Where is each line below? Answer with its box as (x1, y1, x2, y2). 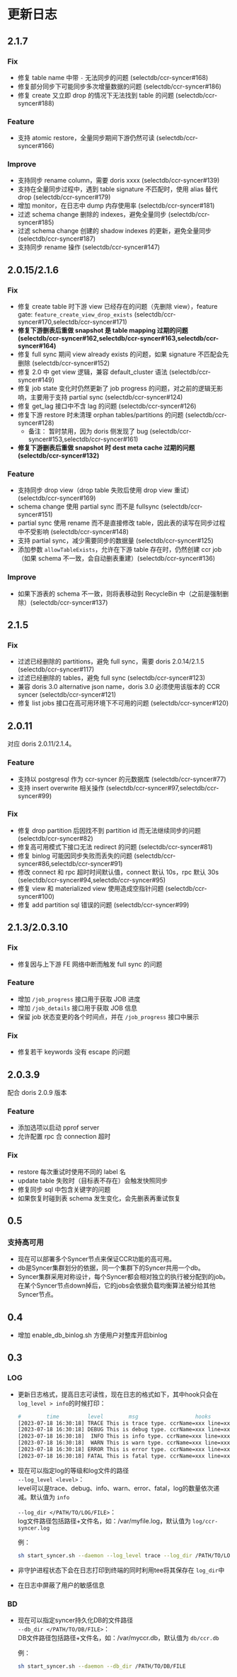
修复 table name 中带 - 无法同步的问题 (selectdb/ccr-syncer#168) (17, 73, 209, 81)
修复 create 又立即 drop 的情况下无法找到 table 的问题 (17, 91, 175, 99)
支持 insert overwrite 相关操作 (17, 783, 105, 792)
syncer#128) (17, 419, 54, 427)
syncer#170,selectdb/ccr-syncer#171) (17, 318, 127, 326)
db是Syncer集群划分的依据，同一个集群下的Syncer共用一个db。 (17, 1263, 205, 1272)
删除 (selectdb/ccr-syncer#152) (17, 359, 110, 368)
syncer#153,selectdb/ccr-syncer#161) (28, 435, 139, 443)
